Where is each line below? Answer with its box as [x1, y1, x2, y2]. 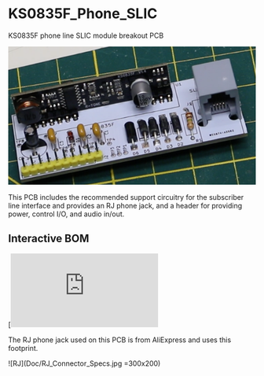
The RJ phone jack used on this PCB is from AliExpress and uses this [8, 335, 232, 345]
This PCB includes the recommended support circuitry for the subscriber [8, 192, 244, 201]
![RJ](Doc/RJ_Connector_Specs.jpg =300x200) [8, 359, 161, 368]
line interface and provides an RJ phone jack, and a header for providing [8, 201, 243, 210]
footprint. [8, 343, 38, 352]
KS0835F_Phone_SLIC [8, 5, 158, 23]
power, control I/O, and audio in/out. [8, 209, 125, 219]
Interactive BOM [8, 232, 90, 245]
